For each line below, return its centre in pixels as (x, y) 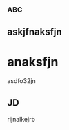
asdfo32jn (21, 81)
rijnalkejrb (21, 120)
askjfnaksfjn (34, 32)
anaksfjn (33, 62)
